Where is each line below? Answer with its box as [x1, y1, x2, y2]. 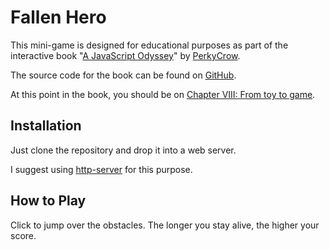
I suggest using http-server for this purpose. [10, 163, 193, 175]
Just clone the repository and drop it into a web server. [10, 144, 237, 156]
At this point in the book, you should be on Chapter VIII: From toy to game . [10, 88, 316, 100]
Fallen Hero [10, 6, 107, 29]
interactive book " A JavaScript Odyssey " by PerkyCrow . [10, 49, 241, 61]
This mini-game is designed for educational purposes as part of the [10, 39, 289, 51]
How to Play [10, 192, 87, 210]
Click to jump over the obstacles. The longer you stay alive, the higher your [10, 219, 320, 231]
